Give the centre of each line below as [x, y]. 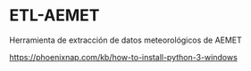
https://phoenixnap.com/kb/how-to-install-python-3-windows [124, 57]
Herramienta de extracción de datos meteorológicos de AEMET [126, 40]
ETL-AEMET [54, 16]
